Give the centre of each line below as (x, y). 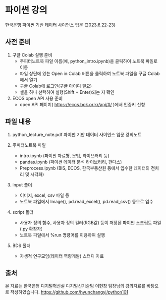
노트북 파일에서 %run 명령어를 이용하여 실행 (62, 235)
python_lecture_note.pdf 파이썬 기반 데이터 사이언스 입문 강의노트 (77, 134)
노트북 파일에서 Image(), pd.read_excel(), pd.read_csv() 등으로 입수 (86, 201)
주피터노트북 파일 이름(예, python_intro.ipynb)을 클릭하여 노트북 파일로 (88, 61)
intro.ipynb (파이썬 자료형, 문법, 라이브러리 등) (64, 155)
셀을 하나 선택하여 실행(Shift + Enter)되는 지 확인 (67, 92)
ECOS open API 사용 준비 (37, 98)
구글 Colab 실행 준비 (32, 55)
